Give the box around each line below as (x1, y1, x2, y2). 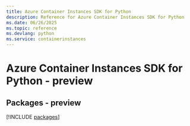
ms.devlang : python (6, 31, 55, 37)
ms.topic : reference (6, 25, 58, 31)
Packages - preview (6, 98, 81, 108)
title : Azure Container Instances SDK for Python (6, 8, 132, 15)
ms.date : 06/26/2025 (6, 20, 58, 25)
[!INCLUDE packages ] (6, 114, 60, 120)
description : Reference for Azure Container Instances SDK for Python (6, 14, 185, 20)
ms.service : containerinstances (6, 36, 86, 42)
